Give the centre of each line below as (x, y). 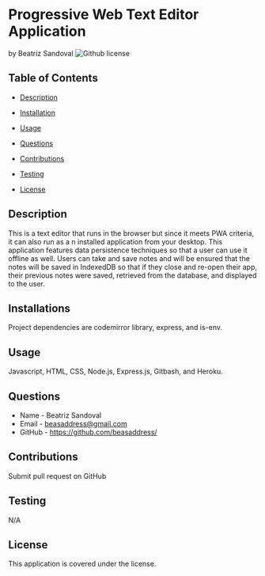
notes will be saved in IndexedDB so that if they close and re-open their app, (133, 267)
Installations (40, 308)
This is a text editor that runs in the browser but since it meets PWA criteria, (131, 233)
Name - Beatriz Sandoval (61, 415)
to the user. (26, 283)
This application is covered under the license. (82, 564)
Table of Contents (53, 78)
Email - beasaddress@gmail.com (74, 424)
